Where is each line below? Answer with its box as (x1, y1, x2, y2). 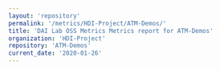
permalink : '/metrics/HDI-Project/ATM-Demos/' (8, 19, 167, 27)
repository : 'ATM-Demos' (8, 42, 92, 50)
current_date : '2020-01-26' (8, 49, 103, 57)
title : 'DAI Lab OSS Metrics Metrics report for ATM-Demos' (8, 27, 214, 35)
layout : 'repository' (8, 11, 81, 20)
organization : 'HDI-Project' (8, 34, 106, 43)
